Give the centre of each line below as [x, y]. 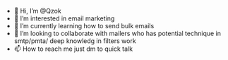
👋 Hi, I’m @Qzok [37, 11]
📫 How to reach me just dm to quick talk [73, 49]
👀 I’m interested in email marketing [64, 18]
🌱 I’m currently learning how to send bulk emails [84, 26]
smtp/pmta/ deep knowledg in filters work [75, 41]
